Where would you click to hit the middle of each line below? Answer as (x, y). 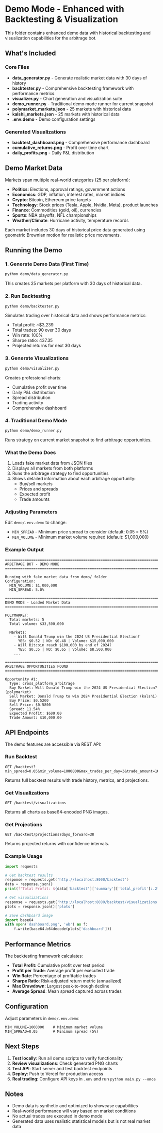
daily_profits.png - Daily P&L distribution (53, 152)
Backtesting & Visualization (62, 19)
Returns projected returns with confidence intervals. (57, 844)
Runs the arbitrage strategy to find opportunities (60, 473)
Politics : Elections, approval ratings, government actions (68, 189)
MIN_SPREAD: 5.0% (27, 590)
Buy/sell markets (36, 484)
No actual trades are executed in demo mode (57, 1116)
